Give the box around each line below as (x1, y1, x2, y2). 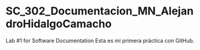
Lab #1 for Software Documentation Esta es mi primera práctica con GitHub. (5, 37, 195, 44)
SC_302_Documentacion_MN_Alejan (5, 4, 194, 18)
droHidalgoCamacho (5, 17, 112, 31)
